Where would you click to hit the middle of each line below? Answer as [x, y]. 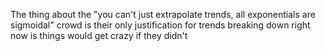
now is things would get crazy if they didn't [99, 35]
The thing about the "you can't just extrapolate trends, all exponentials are [163, 14]
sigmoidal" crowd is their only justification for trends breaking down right [160, 25]
